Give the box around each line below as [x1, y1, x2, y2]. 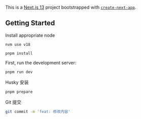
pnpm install [5, 50, 33, 56]
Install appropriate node [5, 32, 55, 38]
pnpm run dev [5, 69, 33, 75]
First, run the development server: [5, 59, 77, 66]
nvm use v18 [5, 42, 30, 47]
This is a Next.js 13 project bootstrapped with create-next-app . [5, 5, 136, 10]
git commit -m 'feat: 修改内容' [5, 109, 71, 114]
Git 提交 [5, 99, 22, 105]
